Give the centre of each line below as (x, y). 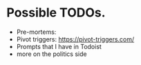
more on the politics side (51, 54)
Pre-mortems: (36, 32)
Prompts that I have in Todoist (59, 46)
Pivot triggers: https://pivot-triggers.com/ (75, 39)
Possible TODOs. (56, 13)
